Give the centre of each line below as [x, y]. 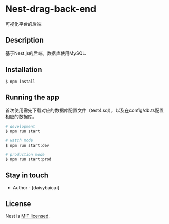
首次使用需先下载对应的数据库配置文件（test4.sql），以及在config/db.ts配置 [85, 110]
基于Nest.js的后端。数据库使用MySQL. [46, 53]
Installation [24, 70]
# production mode [25, 154]
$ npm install [21, 82]
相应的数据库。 [21, 117]
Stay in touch [27, 175]
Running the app [32, 97]
